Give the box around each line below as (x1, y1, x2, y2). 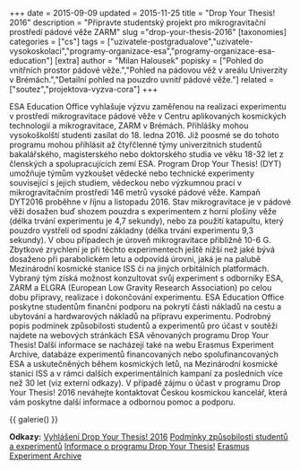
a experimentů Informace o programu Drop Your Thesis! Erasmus (9, 441, 250, 451)
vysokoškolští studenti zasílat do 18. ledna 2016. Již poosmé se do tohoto (9, 130, 279, 140)
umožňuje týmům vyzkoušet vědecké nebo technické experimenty (9, 168, 255, 178)
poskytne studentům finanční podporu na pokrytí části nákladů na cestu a (9, 301, 282, 312)
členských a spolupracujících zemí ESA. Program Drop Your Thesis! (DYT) (9, 159, 282, 169)
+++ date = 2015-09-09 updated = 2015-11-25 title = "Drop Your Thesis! (9, 8, 276, 18)
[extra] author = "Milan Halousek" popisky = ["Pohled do (55, 56, 264, 65)
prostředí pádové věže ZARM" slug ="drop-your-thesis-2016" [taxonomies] (9, 27, 287, 37)
